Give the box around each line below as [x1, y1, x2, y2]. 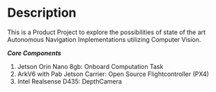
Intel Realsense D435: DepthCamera [17, 77, 122, 85]
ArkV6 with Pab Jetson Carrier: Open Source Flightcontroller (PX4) [17, 70, 209, 78]
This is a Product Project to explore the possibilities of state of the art [7, 28, 206, 36]
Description [7, 5, 77, 21]
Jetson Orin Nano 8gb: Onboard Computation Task [17, 62, 164, 70]
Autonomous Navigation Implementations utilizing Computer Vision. [7, 35, 201, 43]
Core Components [7, 49, 61, 57]
